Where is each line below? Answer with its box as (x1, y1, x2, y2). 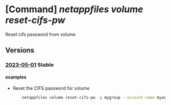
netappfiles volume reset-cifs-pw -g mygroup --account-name (22, 95, 155, 100)
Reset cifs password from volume (5, 31, 76, 37)
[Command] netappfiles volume (5, 4, 143, 15)
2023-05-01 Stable (5, 61, 54, 68)
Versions (5, 46, 35, 55)
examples (5, 74, 27, 80)
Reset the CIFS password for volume (12, 85, 90, 91)
